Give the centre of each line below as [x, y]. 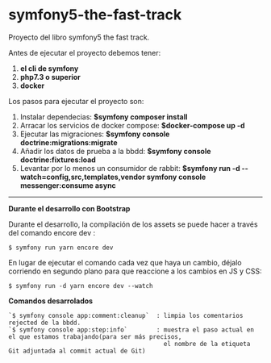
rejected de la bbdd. [45, 323]
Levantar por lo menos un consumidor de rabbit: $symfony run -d [130, 168]
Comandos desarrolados [51, 301]
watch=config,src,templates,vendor [82, 177]
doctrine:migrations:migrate [69, 142]
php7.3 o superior [50, 77]
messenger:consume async [68, 185]
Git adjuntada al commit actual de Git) [77, 351]
